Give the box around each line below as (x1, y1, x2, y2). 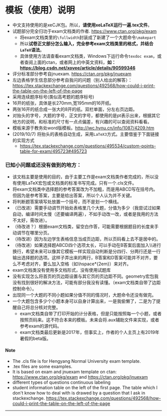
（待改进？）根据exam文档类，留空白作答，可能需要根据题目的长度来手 (12, 223, 159, 229)
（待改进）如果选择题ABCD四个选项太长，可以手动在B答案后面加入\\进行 (12, 242, 162, 248)
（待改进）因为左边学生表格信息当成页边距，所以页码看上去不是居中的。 (12, 236, 161, 242)
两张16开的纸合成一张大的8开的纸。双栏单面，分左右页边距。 (12, 106, 138, 112)
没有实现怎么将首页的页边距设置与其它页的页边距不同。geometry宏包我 (12, 273, 159, 279)
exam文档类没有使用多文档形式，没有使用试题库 (12, 267, 111, 273)
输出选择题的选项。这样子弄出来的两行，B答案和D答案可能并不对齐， (12, 255, 154, 261)
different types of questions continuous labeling (12, 379, 111, 386)
